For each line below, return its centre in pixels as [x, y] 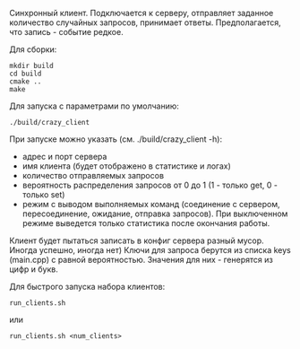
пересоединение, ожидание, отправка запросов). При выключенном [155, 214]
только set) [43, 195]
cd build [26, 74]
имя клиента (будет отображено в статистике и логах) [126, 166]
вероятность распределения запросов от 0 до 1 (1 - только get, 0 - [150, 185]
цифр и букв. [34, 269]
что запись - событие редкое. [66, 32]
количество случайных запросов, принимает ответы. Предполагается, [146, 22]
